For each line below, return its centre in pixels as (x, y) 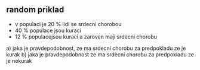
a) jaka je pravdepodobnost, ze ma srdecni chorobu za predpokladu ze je (96, 48)
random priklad (35, 10)
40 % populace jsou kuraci (48, 30)
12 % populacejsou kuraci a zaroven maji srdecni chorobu (86, 36)
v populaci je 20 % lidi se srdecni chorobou (68, 24)
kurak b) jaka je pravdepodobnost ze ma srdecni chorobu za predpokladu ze (100, 54)
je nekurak (19, 61)
